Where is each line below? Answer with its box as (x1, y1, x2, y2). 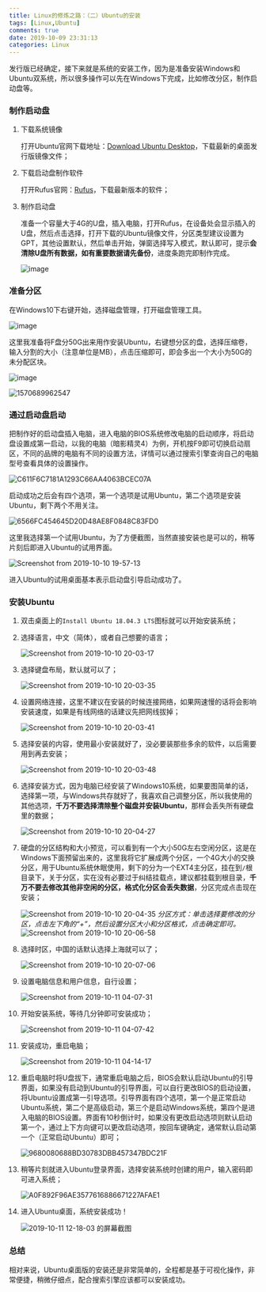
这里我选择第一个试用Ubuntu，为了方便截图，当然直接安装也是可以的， (9, 533, 241, 542)
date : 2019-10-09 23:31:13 (9, 33, 98, 42)
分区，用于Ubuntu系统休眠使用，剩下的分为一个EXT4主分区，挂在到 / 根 (20, 863, 253, 872)
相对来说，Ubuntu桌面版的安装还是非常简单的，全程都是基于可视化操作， (9, 1264, 249, 1275)
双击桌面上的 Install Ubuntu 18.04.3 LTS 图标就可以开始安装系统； (20, 616, 238, 625)
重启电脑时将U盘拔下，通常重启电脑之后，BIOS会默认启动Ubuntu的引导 (20, 1073, 254, 1083)
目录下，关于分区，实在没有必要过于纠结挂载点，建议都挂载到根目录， (20, 872, 250, 883)
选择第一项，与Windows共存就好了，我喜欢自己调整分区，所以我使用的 (20, 791, 253, 800)
